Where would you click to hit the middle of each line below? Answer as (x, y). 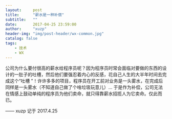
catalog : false (21, 39)
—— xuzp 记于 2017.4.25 (31, 111)
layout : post (24, 10)
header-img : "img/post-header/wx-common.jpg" (55, 34)
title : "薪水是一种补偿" (35, 15)
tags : (11, 43)
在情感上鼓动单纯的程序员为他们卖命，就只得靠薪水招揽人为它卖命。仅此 (81, 93)
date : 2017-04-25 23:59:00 (41, 24)
